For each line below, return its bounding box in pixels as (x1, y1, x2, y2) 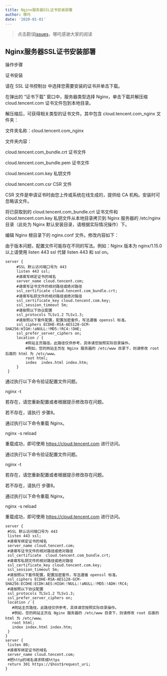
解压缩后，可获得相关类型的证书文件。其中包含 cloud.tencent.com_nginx (5, 111, 155, 117)
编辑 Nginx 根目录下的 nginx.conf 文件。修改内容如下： (5, 232, 119, 238)
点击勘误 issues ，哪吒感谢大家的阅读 (17, 31, 93, 37)
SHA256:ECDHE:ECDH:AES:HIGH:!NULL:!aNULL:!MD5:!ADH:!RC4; (5, 581, 129, 586)
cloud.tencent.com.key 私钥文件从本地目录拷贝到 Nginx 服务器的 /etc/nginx (5, 215, 161, 221)
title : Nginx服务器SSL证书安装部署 (5, 7, 73, 13)
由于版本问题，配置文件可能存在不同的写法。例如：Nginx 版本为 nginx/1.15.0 (5, 243, 162, 249)
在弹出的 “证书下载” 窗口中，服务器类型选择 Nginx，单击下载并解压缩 (5, 94, 148, 100)
